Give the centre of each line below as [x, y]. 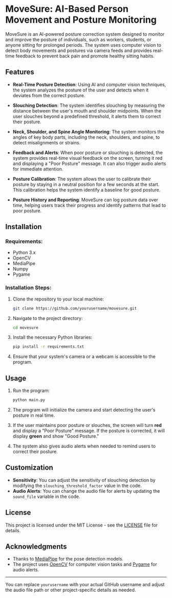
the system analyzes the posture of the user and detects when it [81, 90]
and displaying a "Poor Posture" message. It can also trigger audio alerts [89, 163]
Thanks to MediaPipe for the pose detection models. [68, 559]
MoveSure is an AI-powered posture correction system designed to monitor [85, 34]
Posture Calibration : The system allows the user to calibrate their [82, 179]
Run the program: [31, 390]
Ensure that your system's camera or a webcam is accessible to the [84, 357]
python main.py [29, 400]
